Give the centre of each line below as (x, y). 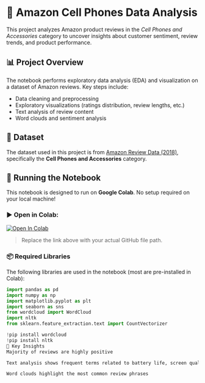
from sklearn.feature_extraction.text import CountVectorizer (87, 324)
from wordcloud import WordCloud (49, 312)
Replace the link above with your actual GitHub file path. (92, 240)
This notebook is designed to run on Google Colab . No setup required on (98, 193)
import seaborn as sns (35, 307)
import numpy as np (31, 295)
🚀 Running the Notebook (54, 178)
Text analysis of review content (54, 111)
